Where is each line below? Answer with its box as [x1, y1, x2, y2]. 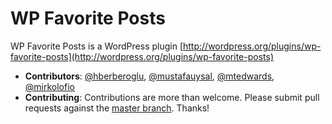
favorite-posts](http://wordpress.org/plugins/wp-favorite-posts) [10, 50, 274, 62]
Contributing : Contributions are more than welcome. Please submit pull [24, 91, 320, 103]
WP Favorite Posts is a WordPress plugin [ [10, 40, 184, 52]
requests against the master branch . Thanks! [24, 102, 210, 114]
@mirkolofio [24, 80, 75, 92]
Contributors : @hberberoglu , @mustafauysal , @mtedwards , [24, 70, 275, 82]
